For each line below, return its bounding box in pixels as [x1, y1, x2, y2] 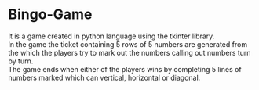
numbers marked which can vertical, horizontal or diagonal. [8, 73, 201, 82]
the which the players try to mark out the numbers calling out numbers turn [8, 48, 251, 57]
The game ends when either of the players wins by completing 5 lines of [8, 64, 242, 74]
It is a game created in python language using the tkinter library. [8, 31, 215, 41]
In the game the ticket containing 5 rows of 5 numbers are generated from [8, 39, 248, 49]
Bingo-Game [8, 5, 93, 23]
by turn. [8, 56, 34, 66]
